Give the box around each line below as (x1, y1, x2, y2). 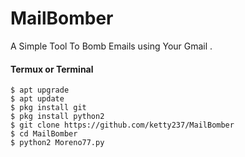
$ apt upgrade (10, 85, 70, 96)
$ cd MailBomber (10, 129, 78, 139)
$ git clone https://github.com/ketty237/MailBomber (10, 120, 235, 131)
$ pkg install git (10, 103, 87, 113)
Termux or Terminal (10, 63, 94, 75)
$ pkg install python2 (10, 112, 105, 122)
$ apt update (10, 94, 65, 104)
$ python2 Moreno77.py (10, 138, 105, 148)
